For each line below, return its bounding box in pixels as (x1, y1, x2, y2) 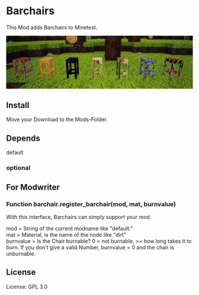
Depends (6, 133, 40, 143)
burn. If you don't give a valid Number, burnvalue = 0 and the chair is (6, 243, 175, 250)
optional (6, 164, 31, 172)
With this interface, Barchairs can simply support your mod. (6, 213, 152, 220)
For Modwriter (6, 182, 60, 192)
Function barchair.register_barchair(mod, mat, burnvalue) (6, 200, 176, 208)
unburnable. (6, 250, 36, 257)
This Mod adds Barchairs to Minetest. (6, 24, 98, 31)
